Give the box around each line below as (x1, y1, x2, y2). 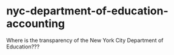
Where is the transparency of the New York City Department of (6, 36, 164, 44)
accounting (6, 17, 65, 30)
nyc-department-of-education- (6, 4, 169, 18)
